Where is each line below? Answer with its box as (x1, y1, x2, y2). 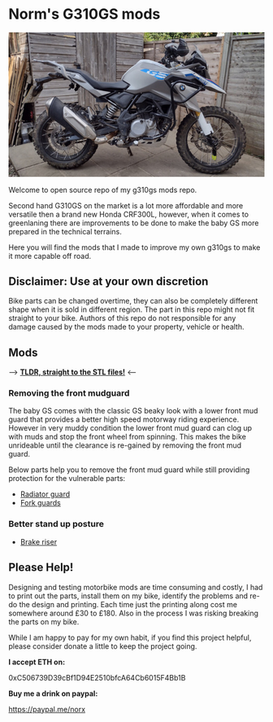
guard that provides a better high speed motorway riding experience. (8, 414, 240, 424)
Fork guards (19, 498, 61, 508)
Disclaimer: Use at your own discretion (8, 274, 209, 288)
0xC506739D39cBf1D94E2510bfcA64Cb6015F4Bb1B (8, 672, 186, 682)
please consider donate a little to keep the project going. (8, 641, 197, 651)
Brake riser (19, 536, 58, 546)
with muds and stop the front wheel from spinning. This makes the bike (8, 432, 246, 442)
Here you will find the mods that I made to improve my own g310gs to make (8, 242, 261, 252)
